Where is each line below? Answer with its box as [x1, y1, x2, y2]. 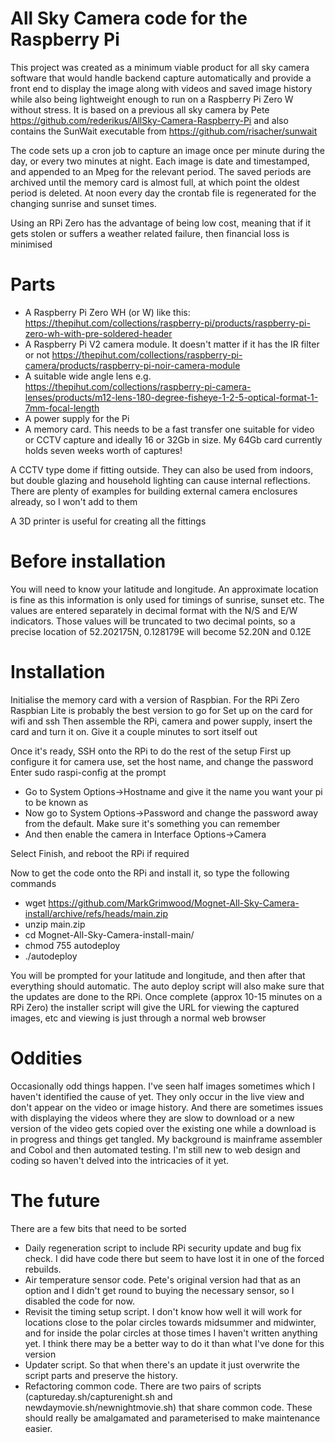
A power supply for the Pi [24, 412, 130, 424]
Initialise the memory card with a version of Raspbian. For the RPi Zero [10, 693, 300, 706]
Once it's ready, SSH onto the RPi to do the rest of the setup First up [10, 745, 292, 757]
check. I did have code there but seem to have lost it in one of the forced [24, 1252, 325, 1264]
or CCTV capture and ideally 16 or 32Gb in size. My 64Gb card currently [24, 433, 323, 446]
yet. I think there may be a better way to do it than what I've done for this [24, 1337, 325, 1349]
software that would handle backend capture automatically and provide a [10, 72, 312, 84]
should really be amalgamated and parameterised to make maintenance [24, 1412, 321, 1424]
